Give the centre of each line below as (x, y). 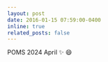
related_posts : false (39, 33)
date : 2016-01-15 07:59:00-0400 (54, 20)
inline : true (26, 26)
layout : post (26, 13)
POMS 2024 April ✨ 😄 (40, 52)
